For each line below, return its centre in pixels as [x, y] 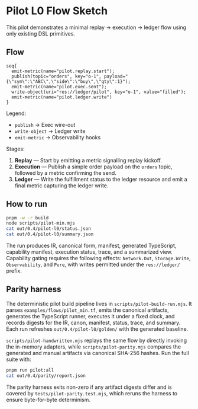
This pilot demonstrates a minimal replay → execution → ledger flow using [96, 27]
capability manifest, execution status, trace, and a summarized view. [89, 252]
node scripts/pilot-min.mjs [41, 223]
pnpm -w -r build [27, 218]
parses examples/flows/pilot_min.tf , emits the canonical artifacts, [88, 310]
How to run [27, 204]
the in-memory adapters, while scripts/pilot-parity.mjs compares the [94, 346]
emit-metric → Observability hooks [58, 137]
